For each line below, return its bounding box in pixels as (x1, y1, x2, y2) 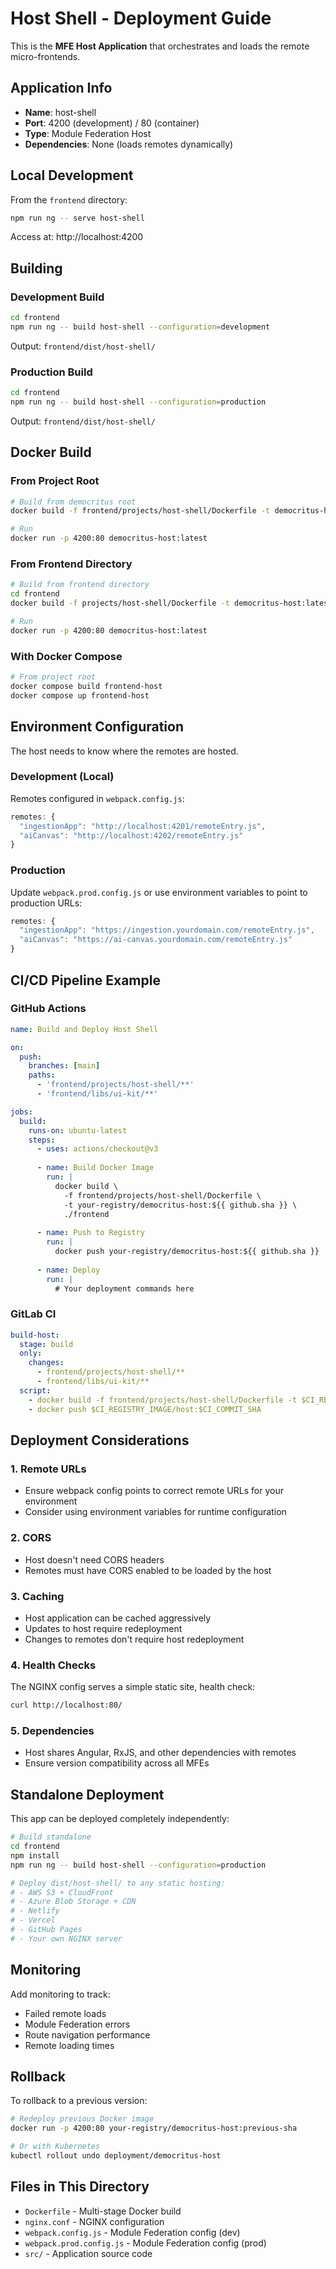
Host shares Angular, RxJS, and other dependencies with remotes (24, 1747, 297, 1759)
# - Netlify (10, 1906, 60, 1916)
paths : (28, 1070, 56, 1081)
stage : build (19, 1339, 74, 1349)
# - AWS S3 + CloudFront (10, 1887, 114, 1897)
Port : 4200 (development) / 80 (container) (24, 117, 200, 129)
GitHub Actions (10, 1002, 87, 1016)
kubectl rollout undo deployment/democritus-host (10, 2151, 222, 2161)
